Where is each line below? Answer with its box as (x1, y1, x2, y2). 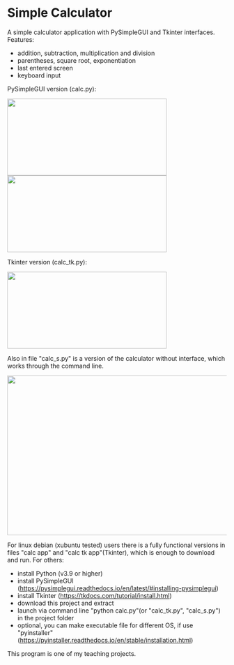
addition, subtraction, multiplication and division (17, 49, 155, 57)
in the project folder (17, 613, 75, 622)
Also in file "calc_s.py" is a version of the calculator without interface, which (7, 354, 225, 362)
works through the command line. (7, 361, 104, 370)
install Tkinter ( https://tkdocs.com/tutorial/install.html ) (17, 591, 172, 599)
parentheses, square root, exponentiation (17, 56, 136, 64)
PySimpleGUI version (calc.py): (7, 84, 97, 93)
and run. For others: (7, 555, 64, 564)
